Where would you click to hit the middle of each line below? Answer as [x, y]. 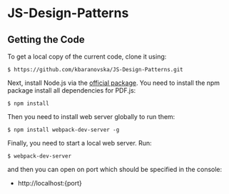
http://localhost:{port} [50, 183]
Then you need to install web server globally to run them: [91, 117]
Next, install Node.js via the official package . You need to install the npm [113, 83]
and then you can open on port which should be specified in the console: [115, 169]
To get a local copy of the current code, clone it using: [87, 56]
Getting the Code [46, 40]
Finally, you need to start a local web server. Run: [80, 143]
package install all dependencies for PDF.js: [72, 90]
